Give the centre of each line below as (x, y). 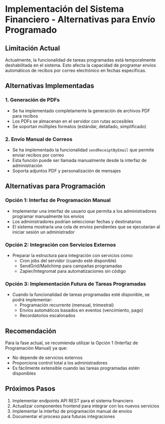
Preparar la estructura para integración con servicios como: (73, 255)
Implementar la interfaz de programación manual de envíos (72, 411)
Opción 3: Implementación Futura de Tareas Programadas (76, 284)
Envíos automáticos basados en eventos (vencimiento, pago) (82, 310)
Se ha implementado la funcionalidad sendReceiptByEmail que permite (83, 150)
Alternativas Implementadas (50, 86)
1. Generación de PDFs (33, 100)
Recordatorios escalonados (47, 316)
